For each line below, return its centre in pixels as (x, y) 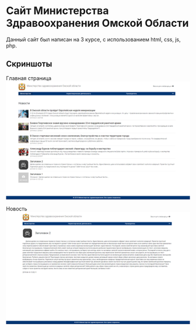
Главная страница (29, 78)
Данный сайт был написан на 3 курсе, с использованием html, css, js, (93, 39)
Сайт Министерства (57, 11)
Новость (17, 208)
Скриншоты (29, 64)
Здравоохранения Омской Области (97, 23)
